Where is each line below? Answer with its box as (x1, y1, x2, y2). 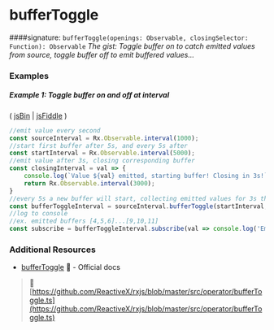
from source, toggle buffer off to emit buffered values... (9, 50, 194, 59)
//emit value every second (9, 126, 101, 135)
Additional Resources (9, 244, 96, 255)
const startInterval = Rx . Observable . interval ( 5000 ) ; (9, 149, 196, 158)
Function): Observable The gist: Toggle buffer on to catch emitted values (9, 41, 255, 50)
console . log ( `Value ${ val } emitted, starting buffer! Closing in (24, 172, 250, 180)
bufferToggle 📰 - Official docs (20, 263, 121, 272)
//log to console (9, 210, 68, 218)
